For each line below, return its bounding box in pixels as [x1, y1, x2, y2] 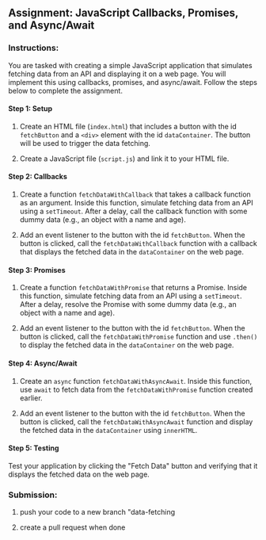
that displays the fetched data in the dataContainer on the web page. [19, 247, 244, 257]
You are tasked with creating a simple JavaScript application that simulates [8, 60, 253, 70]
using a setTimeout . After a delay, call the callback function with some [19, 206, 248, 216]
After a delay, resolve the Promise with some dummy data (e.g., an [19, 300, 237, 309]
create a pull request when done [19, 523, 126, 532]
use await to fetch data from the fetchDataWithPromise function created [19, 385, 253, 394]
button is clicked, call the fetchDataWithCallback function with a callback [19, 239, 257, 248]
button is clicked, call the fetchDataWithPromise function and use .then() [19, 332, 258, 342]
